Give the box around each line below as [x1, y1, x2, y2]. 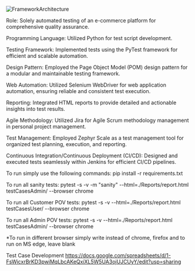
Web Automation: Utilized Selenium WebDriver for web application [6, 81, 166, 88]
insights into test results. [6, 105, 66, 112]
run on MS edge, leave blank [6, 240, 76, 247]
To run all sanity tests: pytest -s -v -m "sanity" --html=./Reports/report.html [6, 181, 189, 188]
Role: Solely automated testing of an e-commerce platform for [6, 17, 156, 24]
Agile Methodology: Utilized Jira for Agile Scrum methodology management [6, 117, 189, 124]
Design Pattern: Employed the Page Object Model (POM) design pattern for [6, 64, 188, 71]
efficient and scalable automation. [6, 52, 88, 59]
